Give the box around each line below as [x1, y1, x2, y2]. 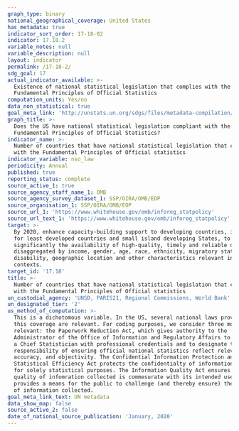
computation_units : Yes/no [7, 97, 87, 104]
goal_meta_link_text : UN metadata [7, 393, 110, 400]
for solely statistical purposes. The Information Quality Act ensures [14, 367, 231, 374]
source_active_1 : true [7, 182, 75, 189]
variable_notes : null [7, 43, 72, 50]
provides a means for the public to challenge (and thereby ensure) [14, 380, 221, 387]
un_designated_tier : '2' [7, 301, 81, 308]
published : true [7, 168, 55, 176]
